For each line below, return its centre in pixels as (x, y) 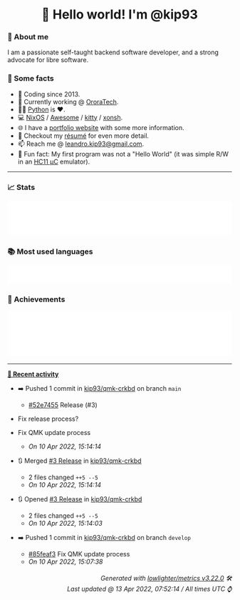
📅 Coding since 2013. (49, 94)
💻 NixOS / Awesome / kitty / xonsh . (70, 117)
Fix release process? (48, 419)
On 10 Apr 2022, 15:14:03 (66, 523)
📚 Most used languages (51, 251)
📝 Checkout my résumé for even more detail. (83, 136)
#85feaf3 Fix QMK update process (79, 554)
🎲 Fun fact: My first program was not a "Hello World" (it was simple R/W (123, 154)
